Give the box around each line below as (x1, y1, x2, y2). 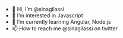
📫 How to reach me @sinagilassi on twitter (11, 25, 118, 32)
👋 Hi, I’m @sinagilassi (11, 6, 64, 12)
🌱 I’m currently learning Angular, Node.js (11, 18, 111, 25)
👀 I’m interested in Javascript (11, 12, 83, 19)
